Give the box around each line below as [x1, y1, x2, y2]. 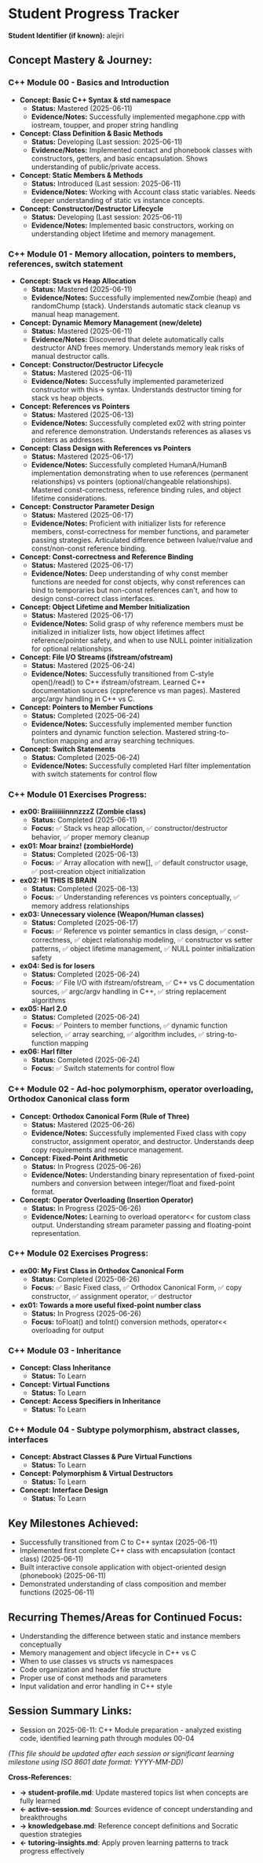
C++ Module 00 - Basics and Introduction [8, 77, 170, 88]
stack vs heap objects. [31, 393, 104, 402]
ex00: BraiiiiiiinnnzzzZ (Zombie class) [19, 807, 147, 817]
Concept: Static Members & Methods [19, 170, 144, 179]
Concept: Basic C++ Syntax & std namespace [19, 95, 171, 105]
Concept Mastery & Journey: [8, 53, 153, 67]
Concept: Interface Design [19, 1485, 108, 1495]
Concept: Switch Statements [19, 744, 116, 754]
